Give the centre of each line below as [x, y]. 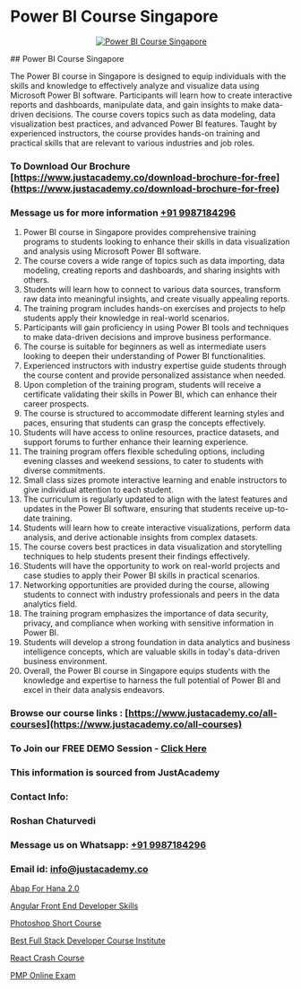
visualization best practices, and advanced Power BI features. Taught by [143, 124]
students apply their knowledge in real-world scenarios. [126, 318]
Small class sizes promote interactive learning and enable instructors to [155, 480]
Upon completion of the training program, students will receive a [142, 385]
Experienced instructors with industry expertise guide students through [155, 366]
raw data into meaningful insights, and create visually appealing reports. [156, 299]
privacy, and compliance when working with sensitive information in [148, 623]
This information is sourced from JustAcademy [115, 772]
